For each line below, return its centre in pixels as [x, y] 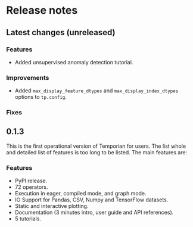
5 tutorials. [28, 219]
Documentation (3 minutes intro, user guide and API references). [94, 213]
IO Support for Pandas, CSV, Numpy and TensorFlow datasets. [91, 200]
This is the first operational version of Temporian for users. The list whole [96, 146]
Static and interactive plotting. [52, 206]
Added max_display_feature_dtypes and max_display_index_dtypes [96, 91]
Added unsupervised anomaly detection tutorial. [74, 62]
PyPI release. [31, 181]
